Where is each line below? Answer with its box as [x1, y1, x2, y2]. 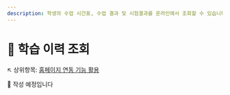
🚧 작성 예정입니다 [7, 80, 53, 88]
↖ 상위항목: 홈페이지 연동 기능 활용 [7, 66, 99, 74]
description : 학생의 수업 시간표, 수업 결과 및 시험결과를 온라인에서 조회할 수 [7, 10, 205, 17]
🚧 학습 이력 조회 [7, 42, 90, 57]
